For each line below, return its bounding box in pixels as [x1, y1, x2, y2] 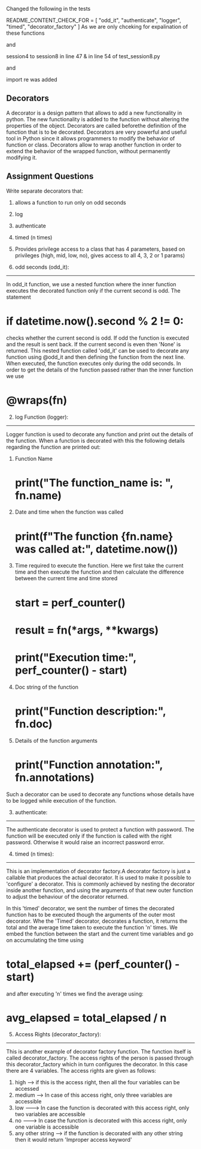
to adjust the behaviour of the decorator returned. [6, 893, 129, 900]
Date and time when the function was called [14, 508, 124, 515]
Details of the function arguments [14, 737, 98, 744]
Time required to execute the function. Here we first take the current [14, 562, 184, 569]
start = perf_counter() [14, 596, 126, 610]
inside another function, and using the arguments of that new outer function [6, 886, 193, 893]
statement [6, 293, 31, 301]
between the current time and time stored [14, 575, 118, 582]
